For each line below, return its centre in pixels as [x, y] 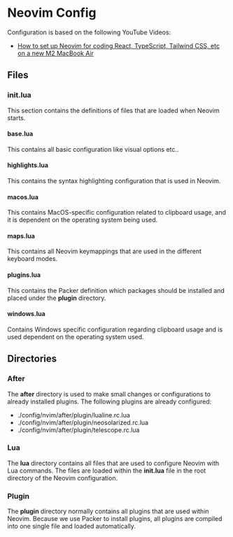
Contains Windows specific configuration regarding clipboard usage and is [115, 329]
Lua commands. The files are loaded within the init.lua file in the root [107, 471]
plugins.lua [24, 275]
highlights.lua [28, 165]
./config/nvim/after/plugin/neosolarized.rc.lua [83, 422]
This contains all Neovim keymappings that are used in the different [104, 251]
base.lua [20, 134]
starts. [16, 117]
